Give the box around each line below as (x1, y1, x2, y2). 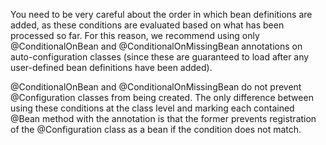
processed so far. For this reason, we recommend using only (10, 30, 260, 41)
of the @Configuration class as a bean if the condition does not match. (10, 124, 302, 135)
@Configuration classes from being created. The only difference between (10, 92, 314, 103)
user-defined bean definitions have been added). (10, 62, 213, 73)
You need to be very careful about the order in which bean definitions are (10, 9, 313, 20)
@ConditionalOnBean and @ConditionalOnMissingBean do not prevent (10, 81, 302, 93)
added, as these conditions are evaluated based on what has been (10, 19, 285, 31)
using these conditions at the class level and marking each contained (10, 102, 295, 114)
